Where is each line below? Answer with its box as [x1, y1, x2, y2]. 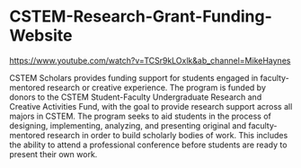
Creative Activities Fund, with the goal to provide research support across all [9, 101, 293, 111]
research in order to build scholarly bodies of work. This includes [47, 129, 288, 140]
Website [9, 25, 73, 46]
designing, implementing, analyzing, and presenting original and [9, 119, 247, 131]
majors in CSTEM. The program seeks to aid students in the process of [9, 111, 271, 121]
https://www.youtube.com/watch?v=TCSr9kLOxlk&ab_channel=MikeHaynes [9, 55, 291, 66]
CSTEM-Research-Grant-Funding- [9, 6, 272, 27]
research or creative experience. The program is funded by [47, 82, 267, 93]
